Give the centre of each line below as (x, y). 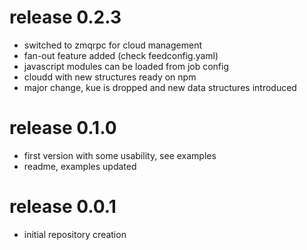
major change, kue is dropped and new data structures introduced (160, 87)
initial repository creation (75, 234)
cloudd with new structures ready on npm (110, 77)
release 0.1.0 (63, 128)
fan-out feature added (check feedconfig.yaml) (121, 55)
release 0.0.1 (63, 207)
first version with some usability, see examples (120, 155)
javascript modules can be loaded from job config (126, 66)
